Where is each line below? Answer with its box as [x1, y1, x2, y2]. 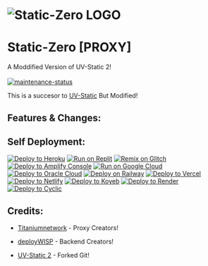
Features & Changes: [7, 111, 102, 123]
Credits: [7, 205, 44, 217]
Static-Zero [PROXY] [7, 40, 132, 56]
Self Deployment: [7, 135, 86, 147]
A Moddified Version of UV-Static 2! [7, 63, 111, 71]
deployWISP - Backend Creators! [17, 237, 114, 246]
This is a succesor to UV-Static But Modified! [7, 92, 138, 100]
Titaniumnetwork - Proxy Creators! [17, 224, 118, 232]
